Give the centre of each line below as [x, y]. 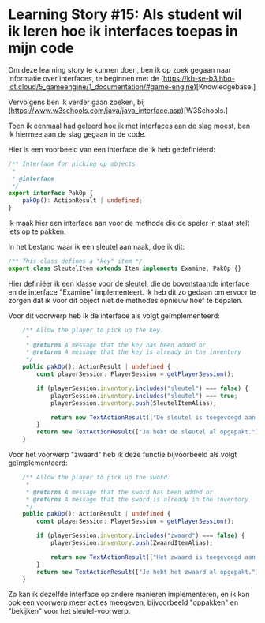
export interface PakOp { [50, 193]
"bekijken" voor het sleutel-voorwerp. [69, 611]
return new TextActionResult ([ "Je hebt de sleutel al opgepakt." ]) [149, 432]
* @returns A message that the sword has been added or [119, 492]
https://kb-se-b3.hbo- [199, 78]
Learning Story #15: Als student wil [125, 15]
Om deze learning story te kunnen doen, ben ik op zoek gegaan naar [119, 69]
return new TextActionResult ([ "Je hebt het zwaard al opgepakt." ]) [149, 572]
